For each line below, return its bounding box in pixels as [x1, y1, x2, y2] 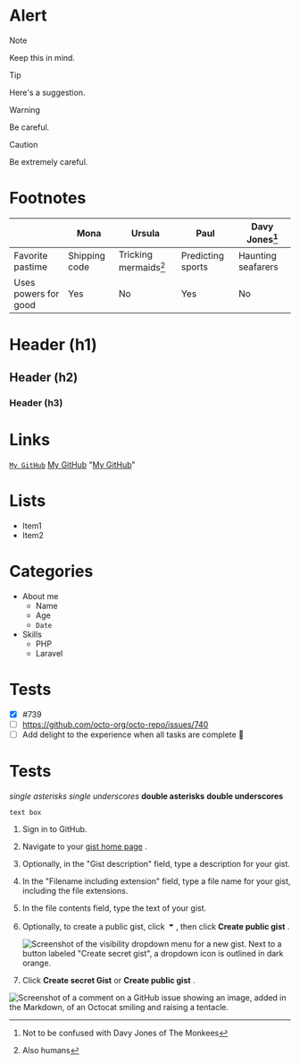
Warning [9, 104, 40, 115]
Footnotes [9, 188, 87, 209]
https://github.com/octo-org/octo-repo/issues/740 [21, 718, 209, 730]
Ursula [130, 227, 161, 239]
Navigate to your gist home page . [21, 841, 147, 852]
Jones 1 [246, 231, 279, 246]
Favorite [13, 249, 48, 262]
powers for [13, 287, 60, 300]
